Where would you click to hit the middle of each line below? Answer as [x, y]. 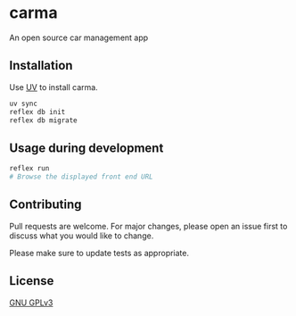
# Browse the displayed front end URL [81, 177]
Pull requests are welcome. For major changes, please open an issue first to [148, 226]
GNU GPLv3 [31, 303]
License [32, 281]
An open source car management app [79, 37]
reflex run [29, 169]
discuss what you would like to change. [82, 236]
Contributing [45, 205]
